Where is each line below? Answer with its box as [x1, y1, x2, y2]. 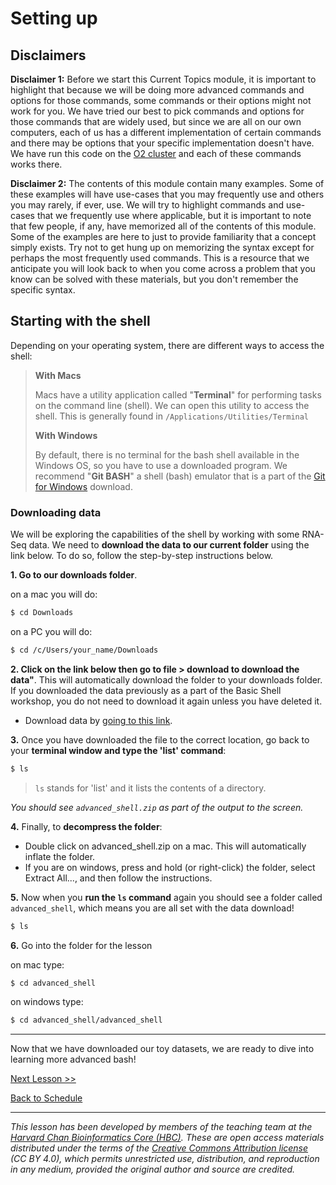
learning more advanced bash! [10, 1053, 137, 1066]
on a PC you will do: [10, 625, 93, 637]
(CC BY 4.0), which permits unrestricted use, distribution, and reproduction [10, 1153, 320, 1165]
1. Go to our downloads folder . [10, 569, 138, 581]
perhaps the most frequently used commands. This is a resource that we [10, 252, 310, 264]
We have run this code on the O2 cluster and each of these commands [10, 148, 302, 159]
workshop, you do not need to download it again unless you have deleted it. [10, 695, 323, 707]
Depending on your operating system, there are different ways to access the [10, 339, 325, 351]
